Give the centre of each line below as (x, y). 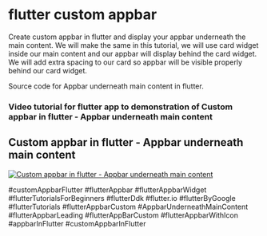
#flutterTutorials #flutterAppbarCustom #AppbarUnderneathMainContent (128, 206)
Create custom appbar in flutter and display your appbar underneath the (127, 37)
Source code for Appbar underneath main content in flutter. (106, 86)
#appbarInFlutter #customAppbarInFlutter (77, 223)
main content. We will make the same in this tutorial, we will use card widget (133, 45)
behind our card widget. (48, 70)
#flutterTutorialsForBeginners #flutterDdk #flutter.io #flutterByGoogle (122, 198)
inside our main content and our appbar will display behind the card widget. (133, 53)
